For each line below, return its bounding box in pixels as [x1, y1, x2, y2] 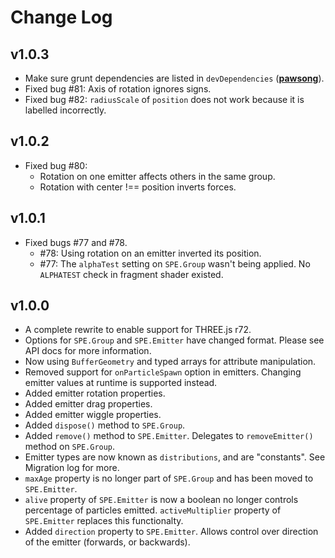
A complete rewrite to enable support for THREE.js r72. [24, 324, 252, 336]
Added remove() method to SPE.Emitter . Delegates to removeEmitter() [24, 430, 314, 442]
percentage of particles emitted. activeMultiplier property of [24, 504, 282, 516]
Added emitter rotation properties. [24, 387, 166, 400]
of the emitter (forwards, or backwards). [24, 536, 191, 548]
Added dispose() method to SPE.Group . [24, 419, 186, 431]
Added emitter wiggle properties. [24, 409, 162, 421]
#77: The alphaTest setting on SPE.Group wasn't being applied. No [39, 257, 311, 270]
